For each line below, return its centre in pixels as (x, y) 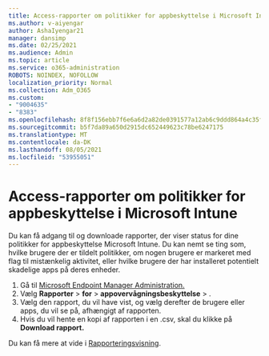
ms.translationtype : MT (48, 134)
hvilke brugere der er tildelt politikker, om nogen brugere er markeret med (130, 253)
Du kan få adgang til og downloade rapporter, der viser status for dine (123, 236)
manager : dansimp (37, 38)
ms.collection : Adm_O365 (50, 90)
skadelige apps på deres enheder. (64, 270)
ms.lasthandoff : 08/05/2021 (55, 150)
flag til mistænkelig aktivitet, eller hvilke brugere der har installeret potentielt (134, 262)
